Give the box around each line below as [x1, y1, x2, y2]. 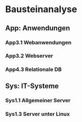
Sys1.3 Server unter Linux [5, 110, 70, 117]
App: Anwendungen [5, 24, 70, 32]
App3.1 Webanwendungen [5, 39, 72, 46]
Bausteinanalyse [5, 4, 77, 15]
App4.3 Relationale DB [5, 66, 62, 73]
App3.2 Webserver [5, 52, 53, 59]
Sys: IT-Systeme [5, 82, 59, 90]
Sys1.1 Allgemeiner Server [5, 97, 71, 104]
